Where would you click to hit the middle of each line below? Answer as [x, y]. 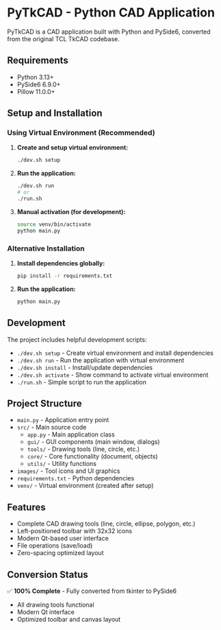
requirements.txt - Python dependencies [76, 478]
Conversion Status [48, 574]
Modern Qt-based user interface [63, 538]
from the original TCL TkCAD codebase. [63, 38]
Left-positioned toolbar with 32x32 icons [74, 531]
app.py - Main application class [71, 434]
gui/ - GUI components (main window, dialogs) [93, 442]
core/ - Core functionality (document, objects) [93, 456]
